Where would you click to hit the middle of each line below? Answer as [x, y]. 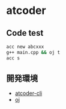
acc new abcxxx [25, 47]
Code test [25, 33]
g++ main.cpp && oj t [33, 52]
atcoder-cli [28, 93]
